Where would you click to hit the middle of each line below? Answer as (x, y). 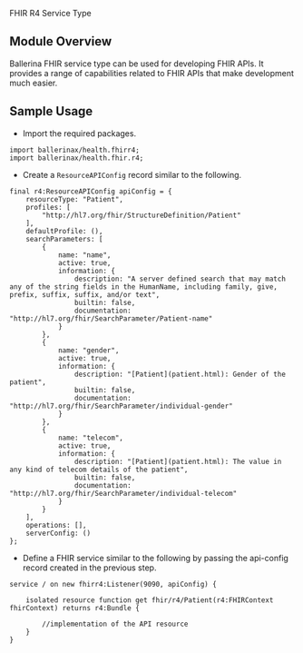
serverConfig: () (59, 533)
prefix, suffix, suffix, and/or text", (85, 294)
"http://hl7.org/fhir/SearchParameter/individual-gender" (121, 406)
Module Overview (61, 41)
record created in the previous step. (89, 568)
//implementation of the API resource (115, 624)
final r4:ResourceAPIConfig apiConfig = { (91, 191)
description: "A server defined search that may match (180, 279)
